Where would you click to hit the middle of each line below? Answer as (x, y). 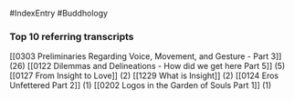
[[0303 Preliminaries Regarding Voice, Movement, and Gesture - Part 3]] (146, 56)
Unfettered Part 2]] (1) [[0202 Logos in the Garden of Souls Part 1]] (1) (141, 85)
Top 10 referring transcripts (72, 36)
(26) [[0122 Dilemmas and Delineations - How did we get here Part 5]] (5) (147, 66)
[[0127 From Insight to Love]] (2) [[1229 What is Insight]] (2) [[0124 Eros (144, 75)
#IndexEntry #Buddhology (58, 13)
